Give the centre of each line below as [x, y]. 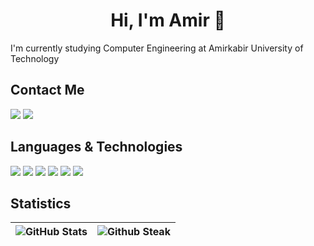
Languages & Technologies [96, 147]
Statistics [41, 203]
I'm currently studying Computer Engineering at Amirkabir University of [157, 48]
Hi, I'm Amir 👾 [168, 20]
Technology [35, 58]
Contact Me [47, 90]
